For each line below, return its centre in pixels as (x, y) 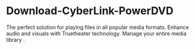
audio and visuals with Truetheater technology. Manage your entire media (96, 33)
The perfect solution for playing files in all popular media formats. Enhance (97, 27)
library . (15, 40)
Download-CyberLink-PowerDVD (90, 11)
